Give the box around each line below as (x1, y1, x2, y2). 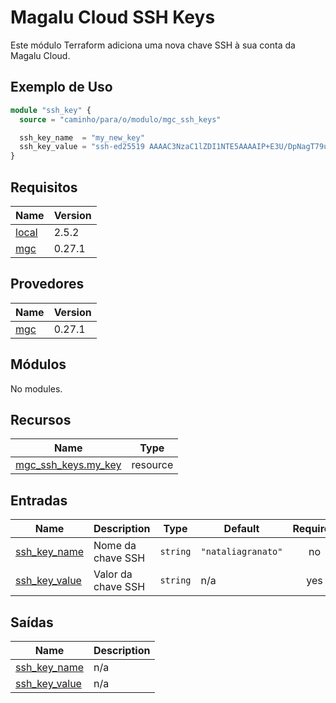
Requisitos (10, 179, 78, 196)
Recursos (10, 411, 72, 428)
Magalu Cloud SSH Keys (10, 6, 216, 29)
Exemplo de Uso (10, 79, 113, 96)
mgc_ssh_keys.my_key (15, 458, 122, 472)
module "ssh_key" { (10, 105, 92, 115)
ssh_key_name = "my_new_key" (19, 132, 145, 143)
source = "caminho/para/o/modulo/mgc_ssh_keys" (19, 114, 222, 125)
